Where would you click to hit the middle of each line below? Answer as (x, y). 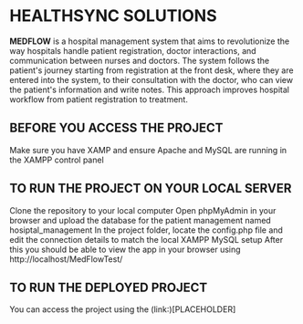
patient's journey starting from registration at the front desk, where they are (151, 70)
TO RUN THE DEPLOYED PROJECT (109, 287)
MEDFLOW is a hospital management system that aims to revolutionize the (150, 41)
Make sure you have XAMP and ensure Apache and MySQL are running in (148, 150)
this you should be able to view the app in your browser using (125, 249)
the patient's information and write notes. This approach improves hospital (150, 89)
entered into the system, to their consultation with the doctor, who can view (151, 79)
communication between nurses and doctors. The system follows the (140, 60)
